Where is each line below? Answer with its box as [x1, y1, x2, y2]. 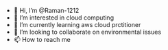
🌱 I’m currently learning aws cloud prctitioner [13, 21, 141, 28]
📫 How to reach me [13, 36, 71, 43]
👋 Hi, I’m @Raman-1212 [13, 7, 80, 14]
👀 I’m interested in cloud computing [13, 14, 115, 22]
